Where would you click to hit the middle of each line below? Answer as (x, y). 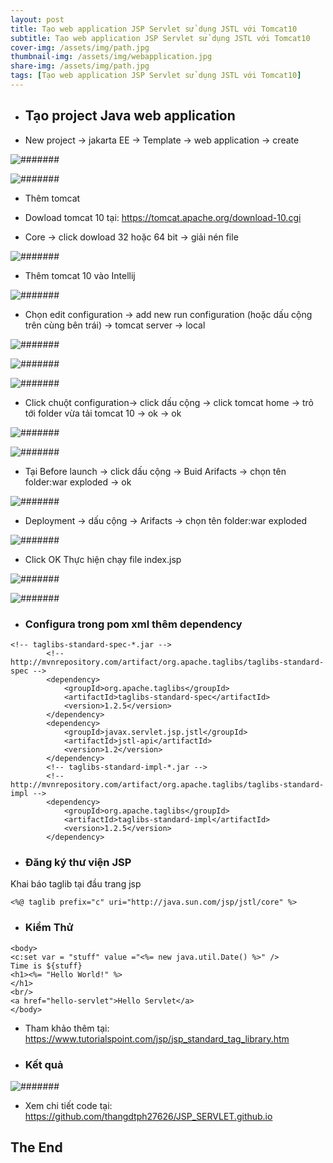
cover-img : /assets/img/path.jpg (80, 47)
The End (36, 1147)
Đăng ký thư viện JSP (78, 862)
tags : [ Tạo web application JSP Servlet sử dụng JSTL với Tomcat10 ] (156, 76)
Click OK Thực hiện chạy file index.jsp (103, 559)
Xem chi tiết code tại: (68, 1105)
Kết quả (44, 1064)
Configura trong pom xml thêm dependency (133, 624)
